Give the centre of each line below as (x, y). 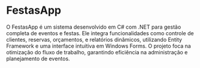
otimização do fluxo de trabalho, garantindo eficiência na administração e (97, 52)
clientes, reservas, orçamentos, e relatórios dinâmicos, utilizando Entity (94, 39)
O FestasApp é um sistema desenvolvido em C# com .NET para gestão (94, 27)
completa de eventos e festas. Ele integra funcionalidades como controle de (100, 33)
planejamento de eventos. (38, 58)
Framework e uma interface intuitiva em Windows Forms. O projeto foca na (99, 46)
